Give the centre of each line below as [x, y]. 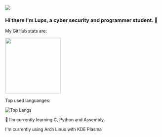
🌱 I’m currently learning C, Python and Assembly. [55, 120]
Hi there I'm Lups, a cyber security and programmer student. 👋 [81, 20]
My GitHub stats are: [26, 31]
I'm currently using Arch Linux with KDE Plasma [54, 129]
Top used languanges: [28, 100]
